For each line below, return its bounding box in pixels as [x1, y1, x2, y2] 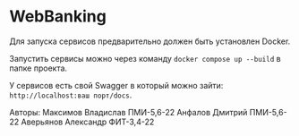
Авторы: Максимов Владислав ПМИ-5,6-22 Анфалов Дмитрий [9, 106, 248, 117]
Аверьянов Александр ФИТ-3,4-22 [21, 116, 155, 127]
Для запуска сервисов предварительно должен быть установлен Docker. [9, 36, 291, 47]
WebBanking [9, 6, 107, 27]
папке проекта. [9, 63, 68, 73]
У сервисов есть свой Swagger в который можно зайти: [9, 80, 224, 90]
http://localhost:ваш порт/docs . [9, 89, 132, 100]
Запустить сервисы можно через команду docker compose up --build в [9, 53, 281, 64]
